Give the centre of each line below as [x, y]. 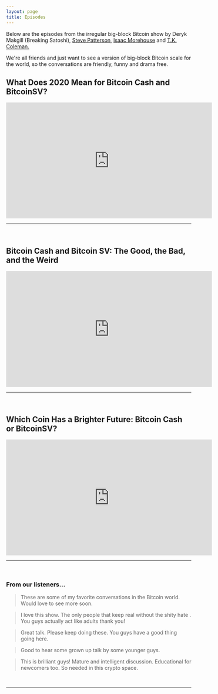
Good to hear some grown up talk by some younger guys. [90, 650]
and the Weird [32, 260]
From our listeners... [36, 585]
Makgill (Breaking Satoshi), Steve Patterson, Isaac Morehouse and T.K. [92, 40]
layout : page [22, 11]
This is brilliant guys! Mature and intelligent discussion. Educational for [106, 662]
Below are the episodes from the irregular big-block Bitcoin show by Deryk [96, 34]
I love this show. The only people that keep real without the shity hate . [106, 615]
